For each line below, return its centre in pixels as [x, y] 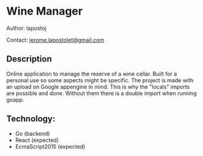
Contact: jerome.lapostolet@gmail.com [55, 40]
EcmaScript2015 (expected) [50, 146]
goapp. [15, 99]
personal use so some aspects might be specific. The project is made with [100, 80]
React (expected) [37, 140]
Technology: [31, 119]
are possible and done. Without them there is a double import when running [102, 93]
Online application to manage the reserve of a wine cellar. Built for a [92, 74]
